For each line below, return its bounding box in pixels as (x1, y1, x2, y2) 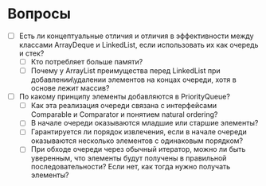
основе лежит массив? (30, 83, 110, 93)
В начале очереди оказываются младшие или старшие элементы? (30, 118, 259, 128)
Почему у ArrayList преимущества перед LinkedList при (30, 66, 221, 76)
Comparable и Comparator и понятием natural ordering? (30, 110, 218, 119)
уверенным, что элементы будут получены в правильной (30, 153, 227, 163)
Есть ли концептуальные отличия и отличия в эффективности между (18, 31, 254, 41)
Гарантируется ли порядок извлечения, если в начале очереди (30, 127, 248, 137)
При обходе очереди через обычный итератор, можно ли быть (30, 145, 246, 154)
